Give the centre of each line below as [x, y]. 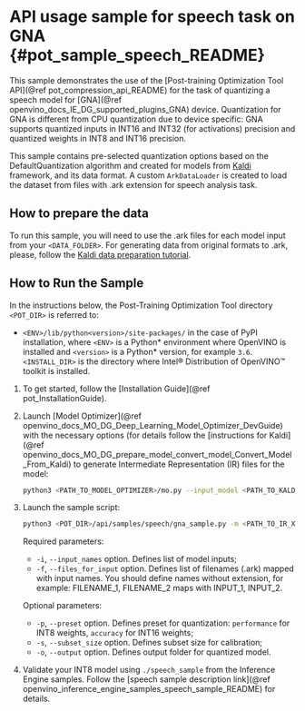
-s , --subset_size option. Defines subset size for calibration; [149, 643]
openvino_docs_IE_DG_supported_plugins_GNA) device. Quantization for [145, 109]
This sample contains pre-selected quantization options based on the [139, 155]
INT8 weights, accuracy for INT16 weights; [114, 633]
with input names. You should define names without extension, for [160, 578]
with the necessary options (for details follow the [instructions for [145, 435]
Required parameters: [63, 541]
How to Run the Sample [77, 283]
